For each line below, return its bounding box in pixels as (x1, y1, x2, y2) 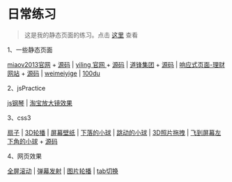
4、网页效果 (7, 151, 42, 160)
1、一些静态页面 (7, 45, 53, 54)
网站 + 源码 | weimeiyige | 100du (7, 69, 101, 77)
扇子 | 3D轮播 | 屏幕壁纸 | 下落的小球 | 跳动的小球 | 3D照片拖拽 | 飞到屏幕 (7, 128, 215, 137)
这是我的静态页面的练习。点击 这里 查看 (24, 31, 138, 39)
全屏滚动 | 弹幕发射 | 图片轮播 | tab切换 (7, 167, 118, 175)
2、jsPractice (7, 84, 46, 92)
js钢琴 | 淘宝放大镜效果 (7, 98, 73, 107)
